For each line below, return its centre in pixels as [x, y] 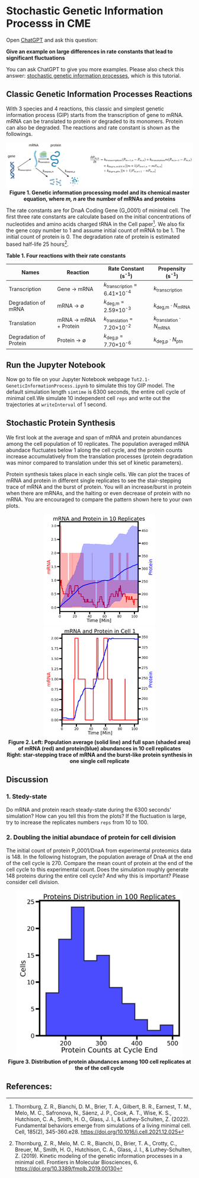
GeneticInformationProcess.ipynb [47, 386]
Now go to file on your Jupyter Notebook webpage [68, 379]
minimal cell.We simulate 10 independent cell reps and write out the [88, 398]
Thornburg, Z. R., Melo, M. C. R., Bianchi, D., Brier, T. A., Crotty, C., [96, 1143]
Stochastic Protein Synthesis [61, 423]
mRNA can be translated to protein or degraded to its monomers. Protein [95, 121]
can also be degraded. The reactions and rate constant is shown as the [93, 127]
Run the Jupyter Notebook [56, 365]
